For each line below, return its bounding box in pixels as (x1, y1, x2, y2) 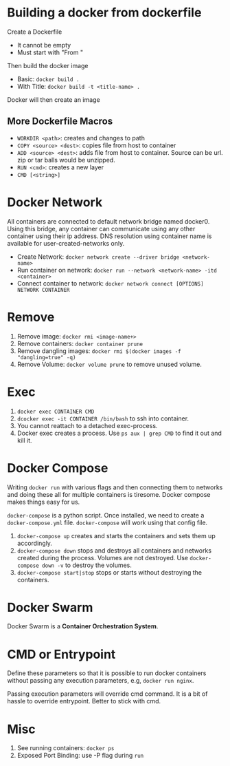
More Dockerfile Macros (7, 116, 113, 127)
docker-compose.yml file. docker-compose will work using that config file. (7, 518, 208, 526)
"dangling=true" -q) (16, 354, 76, 361)
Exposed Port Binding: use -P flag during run (16, 752, 144, 760)
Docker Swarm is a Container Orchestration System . (7, 622, 159, 630)
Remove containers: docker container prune (16, 339, 143, 348)
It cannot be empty (16, 41, 71, 49)
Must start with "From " (16, 48, 84, 56)
